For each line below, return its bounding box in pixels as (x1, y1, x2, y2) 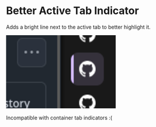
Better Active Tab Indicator (6, 4, 139, 18)
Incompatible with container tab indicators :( (6, 114, 113, 121)
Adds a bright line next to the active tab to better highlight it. (6, 23, 151, 30)
